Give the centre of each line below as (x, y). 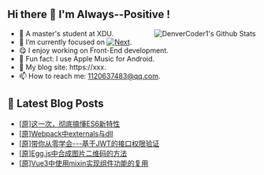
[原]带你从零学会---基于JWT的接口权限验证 (89, 143)
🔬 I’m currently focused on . (75, 42)
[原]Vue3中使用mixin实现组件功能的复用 (84, 163)
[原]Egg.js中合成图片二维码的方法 (73, 153)
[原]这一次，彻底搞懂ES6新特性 (69, 124)
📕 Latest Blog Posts (56, 104)
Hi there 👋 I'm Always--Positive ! (89, 15)
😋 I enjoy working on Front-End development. (93, 50)
